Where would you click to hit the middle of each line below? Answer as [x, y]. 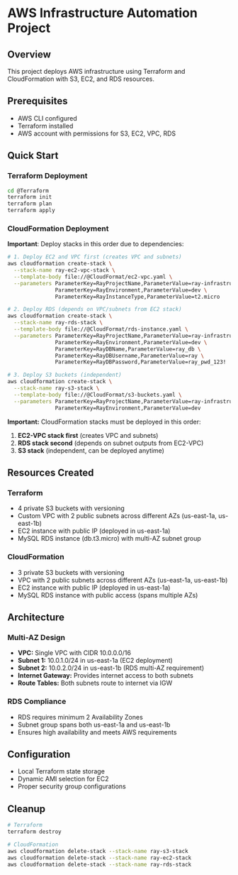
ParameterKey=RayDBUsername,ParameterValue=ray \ [129, 356]
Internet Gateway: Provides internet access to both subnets [105, 676]
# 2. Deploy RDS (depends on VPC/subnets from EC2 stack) [95, 309]
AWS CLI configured [47, 118]
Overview [29, 54]
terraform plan [30, 204]
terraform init [30, 197]
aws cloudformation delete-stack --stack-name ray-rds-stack [100, 864]
